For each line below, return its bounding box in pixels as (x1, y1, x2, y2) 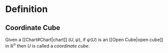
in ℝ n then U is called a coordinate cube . (5, 42, 90, 48)
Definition (5, 3, 48, 15)
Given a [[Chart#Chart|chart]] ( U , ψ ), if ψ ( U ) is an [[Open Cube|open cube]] (5, 36, 163, 42)
